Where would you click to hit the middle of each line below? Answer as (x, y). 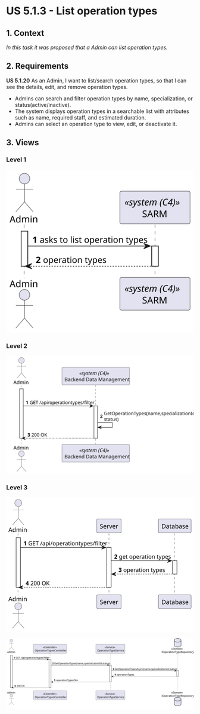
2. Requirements (37, 66)
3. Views (23, 143)
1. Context (25, 33)
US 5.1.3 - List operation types (82, 11)
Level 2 (17, 346)
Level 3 (17, 487)
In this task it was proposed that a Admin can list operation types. (87, 47)
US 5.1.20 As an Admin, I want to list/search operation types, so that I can (96, 80)
